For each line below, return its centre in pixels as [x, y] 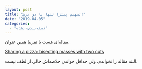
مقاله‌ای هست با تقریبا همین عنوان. [37, 42]
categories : [17, 23]
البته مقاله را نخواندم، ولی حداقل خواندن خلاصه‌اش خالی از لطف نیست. [71, 61]
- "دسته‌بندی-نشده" [29, 28]
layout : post [19, 10]
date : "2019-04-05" [25, 19]
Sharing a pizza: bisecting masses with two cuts [55, 52]
